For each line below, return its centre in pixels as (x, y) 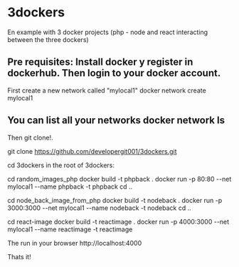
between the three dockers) (48, 39)
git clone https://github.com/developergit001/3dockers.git (92, 151)
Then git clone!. (30, 137)
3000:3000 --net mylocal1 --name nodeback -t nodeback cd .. (99, 208)
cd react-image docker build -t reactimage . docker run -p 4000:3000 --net (118, 221)
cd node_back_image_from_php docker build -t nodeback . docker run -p (115, 200)
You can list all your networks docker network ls (116, 121)
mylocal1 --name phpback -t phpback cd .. (70, 187)
